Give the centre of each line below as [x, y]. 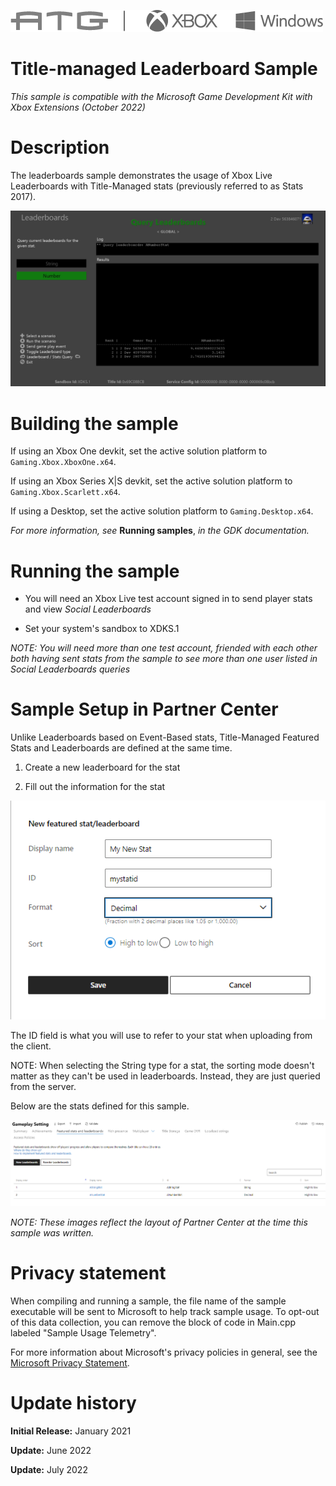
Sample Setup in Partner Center [144, 709]
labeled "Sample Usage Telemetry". [83, 1333]
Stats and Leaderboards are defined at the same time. [121, 748]
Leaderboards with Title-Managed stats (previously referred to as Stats [157, 186]
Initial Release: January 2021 [71, 1431]
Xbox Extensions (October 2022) [78, 107]
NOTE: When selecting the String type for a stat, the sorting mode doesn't [162, 1066]
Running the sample [95, 571]
